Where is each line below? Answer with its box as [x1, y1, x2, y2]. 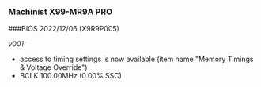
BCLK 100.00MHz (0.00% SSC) [19, 71, 123, 81]
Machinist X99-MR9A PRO [8, 6, 113, 17]
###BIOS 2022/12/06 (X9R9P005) [8, 24, 120, 34]
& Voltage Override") [19, 63, 88, 72]
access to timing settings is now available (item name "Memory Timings [19, 54, 254, 64]
